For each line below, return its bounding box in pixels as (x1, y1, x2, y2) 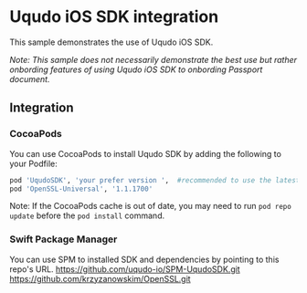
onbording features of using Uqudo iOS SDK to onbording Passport (9, 64, 263, 75)
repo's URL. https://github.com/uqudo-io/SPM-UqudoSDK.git (9, 263, 240, 275)
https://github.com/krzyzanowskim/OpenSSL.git (9, 273, 191, 284)
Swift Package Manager (9, 233, 118, 246)
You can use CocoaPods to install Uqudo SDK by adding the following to (9, 148, 281, 159)
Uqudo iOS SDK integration (9, 6, 219, 27)
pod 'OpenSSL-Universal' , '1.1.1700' (9, 184, 153, 194)
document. (9, 73, 50, 84)
